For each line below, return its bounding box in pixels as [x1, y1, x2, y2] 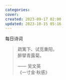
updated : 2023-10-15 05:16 [5, 21, 61, 26]
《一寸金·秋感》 [17, 69, 50, 75]
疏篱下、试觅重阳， [17, 46, 57, 52]
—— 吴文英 [17, 63, 41, 69]
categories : [5, 7, 30, 12]
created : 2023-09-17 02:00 [5, 16, 61, 21]
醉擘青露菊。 [17, 52, 44, 58]
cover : [5, 12, 19, 17]
